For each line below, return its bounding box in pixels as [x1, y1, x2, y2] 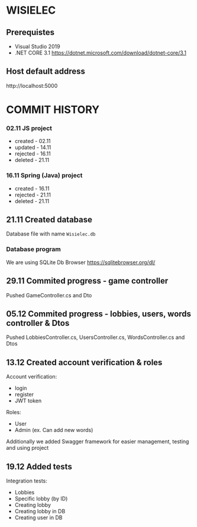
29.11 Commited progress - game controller [6, 276, 169, 286]
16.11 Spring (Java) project [6, 172, 83, 180]
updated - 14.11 [14, 144, 51, 151]
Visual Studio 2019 [14, 43, 60, 50]
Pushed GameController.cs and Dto [6, 291, 92, 299]
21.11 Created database [6, 214, 93, 224]
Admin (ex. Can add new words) [14, 427, 93, 434]
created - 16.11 [14, 185, 50, 192]
